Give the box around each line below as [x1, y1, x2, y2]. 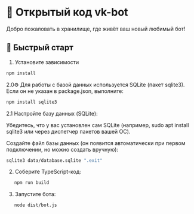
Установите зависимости [14, 58, 79, 65]
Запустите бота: [14, 191, 56, 198]
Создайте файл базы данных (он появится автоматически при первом [6, 139, 186, 146]
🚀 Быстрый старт [6, 43, 73, 53]
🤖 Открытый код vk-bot [6, 5, 128, 19]
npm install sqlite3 [6, 99, 58, 105]
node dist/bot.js [14, 202, 58, 209]
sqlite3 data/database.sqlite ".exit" [6, 157, 103, 164]
